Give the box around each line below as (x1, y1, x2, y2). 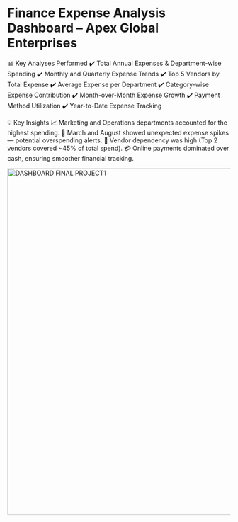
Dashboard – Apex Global (7, 20, 159, 36)
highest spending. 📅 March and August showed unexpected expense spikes (7, 128, 229, 137)
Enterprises (7, 35, 78, 51)
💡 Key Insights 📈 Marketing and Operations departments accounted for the (7, 118, 228, 127)
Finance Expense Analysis (7, 5, 166, 21)
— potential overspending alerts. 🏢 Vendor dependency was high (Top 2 (7, 136, 218, 144)
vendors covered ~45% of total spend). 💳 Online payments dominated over (7, 144, 229, 152)
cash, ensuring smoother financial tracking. (7, 154, 135, 162)
